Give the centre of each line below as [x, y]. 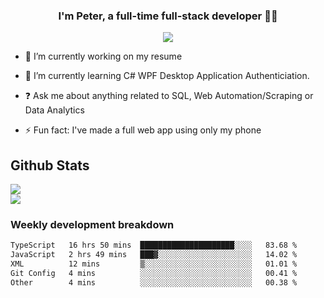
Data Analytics [54, 110]
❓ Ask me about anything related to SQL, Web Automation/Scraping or [169, 96]
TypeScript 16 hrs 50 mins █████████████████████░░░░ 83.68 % [154, 245]
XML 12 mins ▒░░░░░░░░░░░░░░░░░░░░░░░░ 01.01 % [154, 264]
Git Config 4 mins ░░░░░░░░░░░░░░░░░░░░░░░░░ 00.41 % [154, 274]
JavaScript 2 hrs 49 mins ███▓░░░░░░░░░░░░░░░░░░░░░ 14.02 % [154, 255]
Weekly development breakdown [92, 225]
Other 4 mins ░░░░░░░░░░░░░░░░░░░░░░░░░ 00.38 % [154, 282]
